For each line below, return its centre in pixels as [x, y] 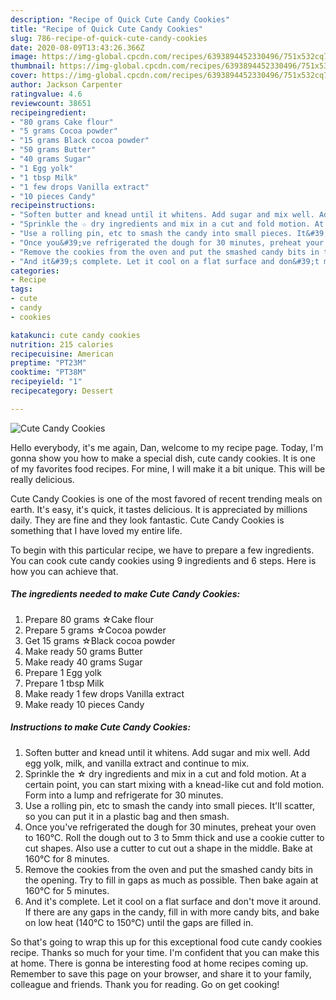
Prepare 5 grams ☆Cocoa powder [95, 630]
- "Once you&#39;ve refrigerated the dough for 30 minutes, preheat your [167, 242]
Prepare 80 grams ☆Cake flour [89, 619]
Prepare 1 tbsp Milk [64, 683]
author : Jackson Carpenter [66, 85]
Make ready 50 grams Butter [83, 651]
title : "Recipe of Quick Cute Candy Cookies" [106, 29]
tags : [21, 289]
